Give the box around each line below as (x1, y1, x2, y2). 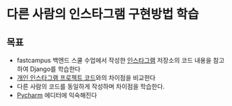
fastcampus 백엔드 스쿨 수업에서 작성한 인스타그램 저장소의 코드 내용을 (16, 56, 212, 64)
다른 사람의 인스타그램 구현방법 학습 (6, 6, 199, 22)
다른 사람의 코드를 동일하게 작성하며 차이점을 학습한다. (16, 82, 165, 91)
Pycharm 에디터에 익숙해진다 (16, 91, 97, 99)
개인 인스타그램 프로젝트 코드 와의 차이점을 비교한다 (16, 74, 156, 82)
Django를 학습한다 (29, 65, 81, 73)
